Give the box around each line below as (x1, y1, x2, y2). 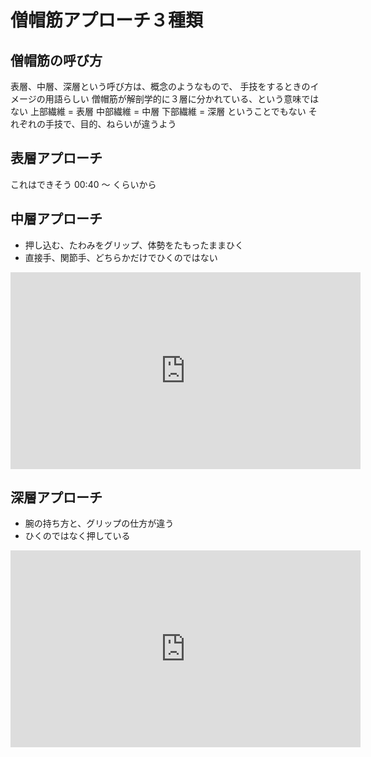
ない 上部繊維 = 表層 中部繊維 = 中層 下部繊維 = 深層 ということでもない (10, 106, 307, 117)
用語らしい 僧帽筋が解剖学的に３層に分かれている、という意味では (44, 93, 320, 105)
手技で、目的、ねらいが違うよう (44, 118, 177, 130)
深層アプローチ (10, 489, 103, 506)
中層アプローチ (10, 211, 103, 228)
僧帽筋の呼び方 (10, 52, 103, 69)
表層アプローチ (10, 150, 103, 167)
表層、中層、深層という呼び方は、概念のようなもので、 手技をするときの (10, 81, 311, 92)
